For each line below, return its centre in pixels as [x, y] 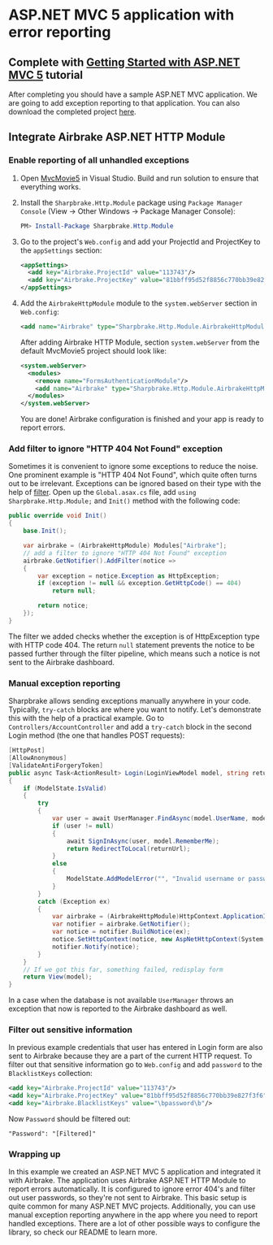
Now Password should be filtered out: [69, 1119]
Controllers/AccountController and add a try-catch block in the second [130, 727]
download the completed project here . [72, 112]
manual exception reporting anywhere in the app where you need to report [133, 1215]
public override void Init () [58, 516]
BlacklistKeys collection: [51, 1074]
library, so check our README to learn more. [83, 1232]
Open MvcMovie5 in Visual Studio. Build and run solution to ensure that [139, 178]
